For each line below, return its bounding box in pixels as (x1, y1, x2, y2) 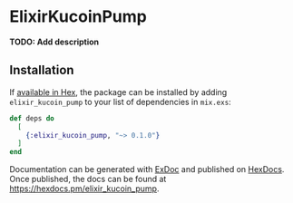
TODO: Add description (9, 36, 100, 47)
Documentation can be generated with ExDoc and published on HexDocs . (9, 164, 285, 175)
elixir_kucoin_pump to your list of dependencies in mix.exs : (9, 96, 231, 107)
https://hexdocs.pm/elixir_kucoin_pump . (9, 183, 160, 194)
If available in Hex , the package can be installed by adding (9, 86, 228, 97)
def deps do (9, 113, 54, 123)
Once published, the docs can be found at (9, 174, 167, 185)
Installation (9, 63, 74, 78)
